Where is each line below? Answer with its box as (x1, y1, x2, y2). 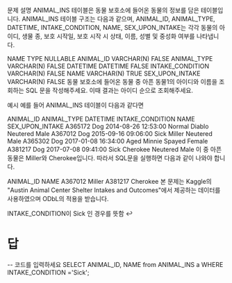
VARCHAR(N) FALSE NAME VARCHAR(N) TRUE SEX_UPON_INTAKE (7, 69, 201, 78)
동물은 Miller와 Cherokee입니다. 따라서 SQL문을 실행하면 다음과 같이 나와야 (7, 154, 213, 162)
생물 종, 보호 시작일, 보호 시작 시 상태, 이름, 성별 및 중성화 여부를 (22, 32, 195, 40)
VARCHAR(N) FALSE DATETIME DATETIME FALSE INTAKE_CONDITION (7, 62, 210, 70)
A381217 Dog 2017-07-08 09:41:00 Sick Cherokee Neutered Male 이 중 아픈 (7, 145, 222, 153)
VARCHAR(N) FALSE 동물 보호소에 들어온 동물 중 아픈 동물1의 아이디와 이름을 (7, 78, 217, 85)
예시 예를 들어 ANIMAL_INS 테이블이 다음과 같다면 (7, 101, 144, 109)
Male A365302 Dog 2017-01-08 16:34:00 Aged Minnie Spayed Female (7, 137, 208, 145)
